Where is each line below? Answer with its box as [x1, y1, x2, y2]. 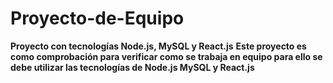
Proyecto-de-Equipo [10, 7, 185, 30]
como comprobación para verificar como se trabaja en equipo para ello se [10, 50, 323, 62]
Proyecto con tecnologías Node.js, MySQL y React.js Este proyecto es [10, 40, 307, 52]
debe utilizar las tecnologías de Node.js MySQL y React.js [10, 61, 255, 73]
